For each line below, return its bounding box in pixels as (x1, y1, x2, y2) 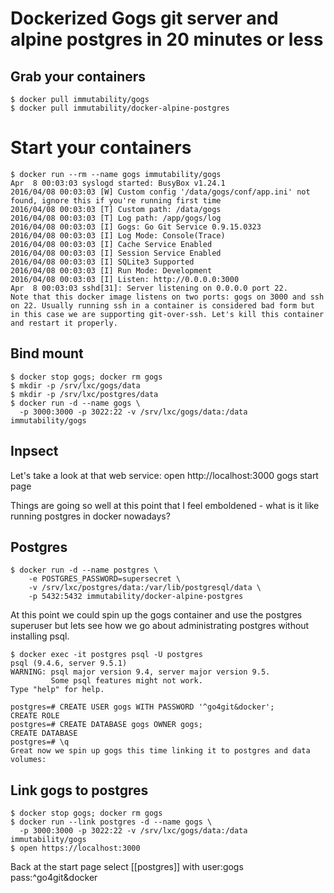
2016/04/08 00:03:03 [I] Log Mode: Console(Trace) (10, 230, 226, 241)
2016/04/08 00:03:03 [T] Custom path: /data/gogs (10, 204, 222, 214)
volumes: (10, 755, 47, 765)
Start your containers (10, 137, 192, 159)
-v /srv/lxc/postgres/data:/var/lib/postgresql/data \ (28, 583, 262, 593)
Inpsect (10, 443, 59, 460)
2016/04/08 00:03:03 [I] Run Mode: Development (10, 265, 213, 276)
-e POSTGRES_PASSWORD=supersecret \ (28, 574, 182, 584)
